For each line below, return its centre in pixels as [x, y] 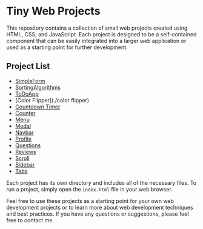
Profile [23, 139]
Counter [25, 113]
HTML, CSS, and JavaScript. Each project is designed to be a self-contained [101, 34]
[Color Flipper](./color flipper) [52, 100]
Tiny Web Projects [53, 11]
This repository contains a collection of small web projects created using [97, 28]
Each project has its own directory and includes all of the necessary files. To [101, 182]
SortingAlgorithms [38, 87]
